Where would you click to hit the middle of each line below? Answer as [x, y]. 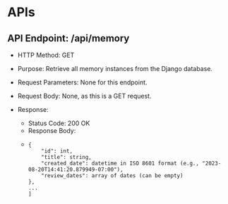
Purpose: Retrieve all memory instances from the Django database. [115, 69]
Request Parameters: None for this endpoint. [82, 82]
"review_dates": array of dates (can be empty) [112, 176]
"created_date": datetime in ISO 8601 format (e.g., [120, 163]
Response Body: [52, 130]
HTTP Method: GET [46, 55]
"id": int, [57, 151]
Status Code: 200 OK [59, 123]
